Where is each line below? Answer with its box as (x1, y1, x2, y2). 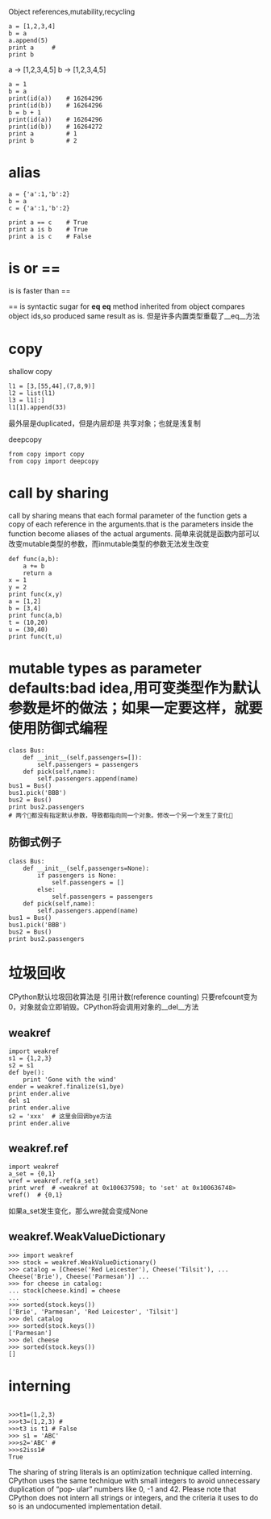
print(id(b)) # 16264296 (8, 102, 103, 110)
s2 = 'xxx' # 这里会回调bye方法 (8, 1113, 112, 1121)
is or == (8, 260, 61, 277)
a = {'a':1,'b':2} (8, 189, 70, 198)
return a (23, 568, 52, 577)
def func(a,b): (8, 555, 60, 563)
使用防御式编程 (8, 719, 108, 737)
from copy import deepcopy (8, 457, 99, 465)
